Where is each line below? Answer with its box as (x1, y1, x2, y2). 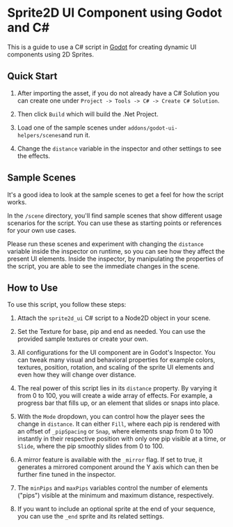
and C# (7, 20, 50, 36)
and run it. (61, 130, 90, 139)
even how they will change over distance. (17, 371, 137, 379)
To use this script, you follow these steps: (7, 300, 127, 309)
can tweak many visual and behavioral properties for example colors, (17, 356, 216, 364)
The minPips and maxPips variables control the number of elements (17, 484, 209, 492)
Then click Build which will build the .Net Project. (17, 109, 159, 118)
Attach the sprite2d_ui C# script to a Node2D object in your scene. (17, 314, 211, 322)
